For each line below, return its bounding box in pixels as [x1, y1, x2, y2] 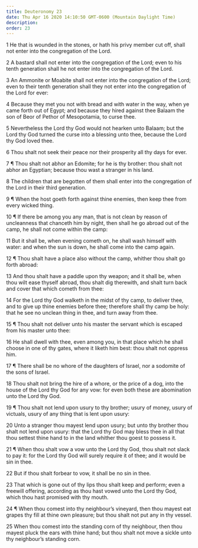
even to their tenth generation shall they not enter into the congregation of [6, 83, 187, 90]
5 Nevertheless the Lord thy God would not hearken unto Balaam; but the [6, 125, 184, 132]
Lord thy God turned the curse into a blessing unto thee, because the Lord [6, 131, 187, 138]
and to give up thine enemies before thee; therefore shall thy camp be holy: [6, 303, 190, 310]
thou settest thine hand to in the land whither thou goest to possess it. [6, 435, 177, 442]
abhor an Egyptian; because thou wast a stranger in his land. [6, 167, 154, 174]
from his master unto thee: [6, 327, 71, 334]
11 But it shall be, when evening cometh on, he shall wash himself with [6, 237, 176, 244]
